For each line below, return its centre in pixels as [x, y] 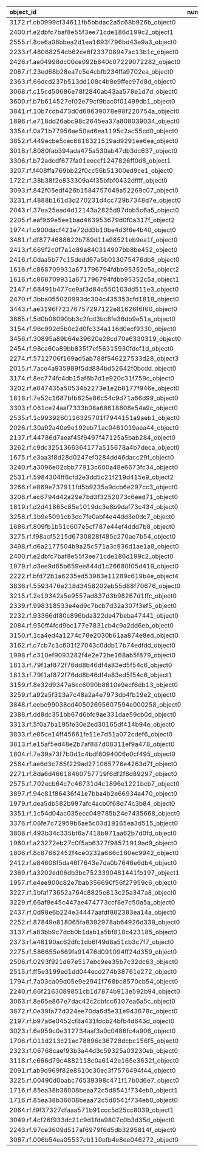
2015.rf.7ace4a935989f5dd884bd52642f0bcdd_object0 [93, 368]
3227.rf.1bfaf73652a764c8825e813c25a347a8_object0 [93, 892]
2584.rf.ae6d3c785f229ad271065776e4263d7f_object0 [93, 764]
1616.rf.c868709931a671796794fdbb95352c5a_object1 [94, 279]
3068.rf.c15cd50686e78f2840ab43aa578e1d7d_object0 [93, 92]
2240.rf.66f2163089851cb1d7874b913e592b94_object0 [95, 991]
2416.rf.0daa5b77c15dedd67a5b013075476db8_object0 [94, 260]
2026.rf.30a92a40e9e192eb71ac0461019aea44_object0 [94, 428]
